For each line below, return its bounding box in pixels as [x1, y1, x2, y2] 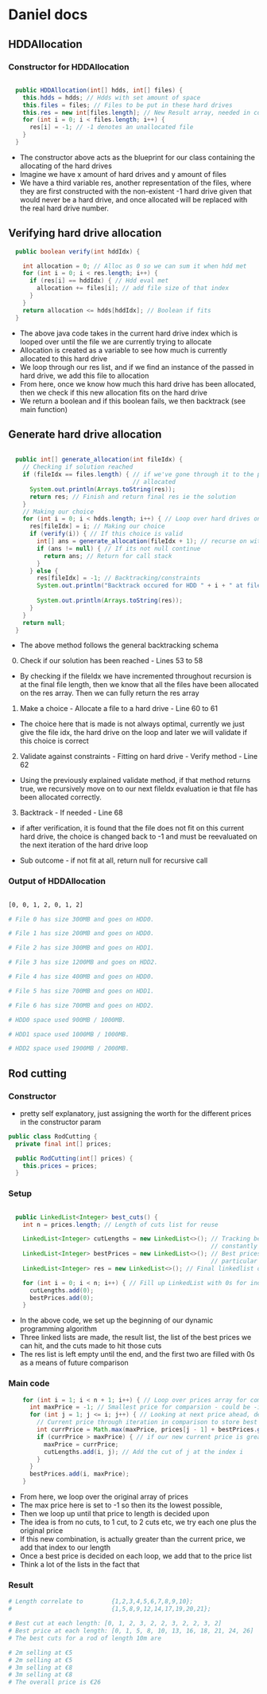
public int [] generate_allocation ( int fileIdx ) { [15, 456, 183, 464]
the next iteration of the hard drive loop [19, 840, 149, 850]
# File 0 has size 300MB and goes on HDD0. [8, 915, 155, 923]
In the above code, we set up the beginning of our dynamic [19, 1315, 214, 1325]
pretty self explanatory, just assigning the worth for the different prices [19, 1108, 252, 1118]
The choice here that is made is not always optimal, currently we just [19, 719, 245, 729]
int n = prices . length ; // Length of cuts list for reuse [22, 1220, 219, 1228]
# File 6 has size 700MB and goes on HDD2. [8, 1001, 155, 1009]
